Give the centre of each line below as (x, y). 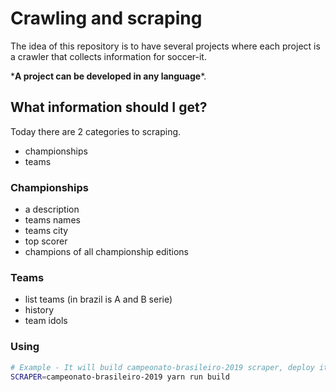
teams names (52, 220)
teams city (46, 231)
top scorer (46, 241)
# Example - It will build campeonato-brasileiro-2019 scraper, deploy (162, 367)
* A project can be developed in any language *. (108, 76)
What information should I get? (109, 107)
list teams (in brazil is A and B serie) (98, 299)
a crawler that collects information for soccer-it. (108, 56)
